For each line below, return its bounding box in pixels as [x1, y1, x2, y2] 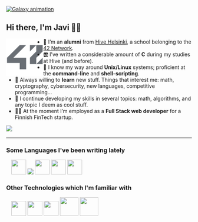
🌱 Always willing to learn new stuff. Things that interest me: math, [14, 76, 174, 83]
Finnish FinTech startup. [14, 114, 74, 121]
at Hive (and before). [43, 57, 94, 64]
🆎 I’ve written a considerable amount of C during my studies [43, 51, 190, 58]
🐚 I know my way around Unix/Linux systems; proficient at [43, 64, 186, 71]
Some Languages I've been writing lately [6, 146, 126, 154]
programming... [14, 88, 52, 95]
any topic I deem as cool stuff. [14, 101, 88, 108]
